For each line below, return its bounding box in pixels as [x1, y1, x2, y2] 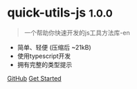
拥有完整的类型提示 [17, 60, 73, 68]
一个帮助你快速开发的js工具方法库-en [24, 28, 130, 37]
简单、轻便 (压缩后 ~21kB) [17, 43, 91, 51]
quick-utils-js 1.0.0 [7, 5, 113, 21]
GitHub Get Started [7, 74, 62, 82]
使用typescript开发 [17, 52, 71, 60]
